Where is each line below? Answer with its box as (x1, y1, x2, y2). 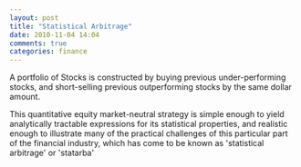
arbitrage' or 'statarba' (9, 147, 95, 159)
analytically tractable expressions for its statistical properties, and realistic (9, 119, 288, 130)
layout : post (9, 13, 59, 23)
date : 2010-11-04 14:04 (9, 30, 100, 39)
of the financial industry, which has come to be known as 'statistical (9, 138, 265, 149)
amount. (9, 92, 41, 103)
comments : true (9, 38, 67, 48)
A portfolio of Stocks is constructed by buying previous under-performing (9, 72, 286, 83)
